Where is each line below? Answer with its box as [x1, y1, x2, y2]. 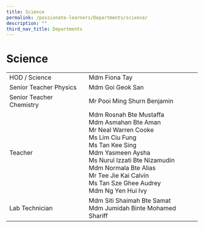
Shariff [89, 212, 108, 220]
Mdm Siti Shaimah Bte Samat [89, 196, 171, 205]
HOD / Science [9, 74, 52, 82]
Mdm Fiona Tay [89, 74, 133, 82]
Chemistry [9, 101, 39, 109]
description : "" [6, 20, 47, 26]
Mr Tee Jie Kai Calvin [89, 171, 149, 180]
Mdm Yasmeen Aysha [89, 148, 151, 157]
